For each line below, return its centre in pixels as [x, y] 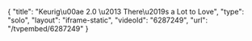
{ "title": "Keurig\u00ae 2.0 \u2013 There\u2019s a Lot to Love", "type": [126, 12]
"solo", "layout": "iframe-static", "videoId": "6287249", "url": [107, 20]
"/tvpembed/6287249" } [48, 29]
